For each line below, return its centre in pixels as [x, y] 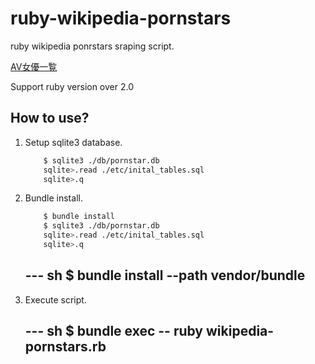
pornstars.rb [65, 347]
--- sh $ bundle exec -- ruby [114, 331]
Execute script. [55, 299]
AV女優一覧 [34, 66]
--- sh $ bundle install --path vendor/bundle [165, 275]
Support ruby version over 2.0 [72, 86]
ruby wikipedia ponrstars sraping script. [92, 46]
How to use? [50, 118]
